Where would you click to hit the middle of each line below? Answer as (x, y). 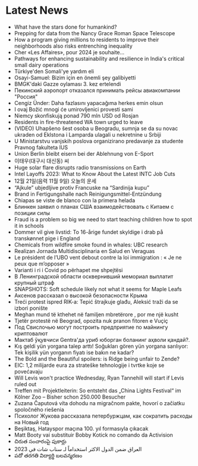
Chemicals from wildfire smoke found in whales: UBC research (91, 245)
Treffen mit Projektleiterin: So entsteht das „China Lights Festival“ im (98, 390)
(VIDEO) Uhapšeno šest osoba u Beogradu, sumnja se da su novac (96, 128)
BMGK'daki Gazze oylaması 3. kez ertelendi (67, 84)
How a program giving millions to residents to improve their (87, 39)
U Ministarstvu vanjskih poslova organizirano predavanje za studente (99, 141)
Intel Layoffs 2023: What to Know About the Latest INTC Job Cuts (95, 174)
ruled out (25, 384)
